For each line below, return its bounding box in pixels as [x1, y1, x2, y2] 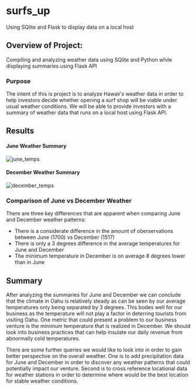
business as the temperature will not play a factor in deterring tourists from [6, 310, 187, 317]
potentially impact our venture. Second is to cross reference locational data [6, 365, 188, 372]
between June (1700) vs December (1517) [14, 234, 115, 241]
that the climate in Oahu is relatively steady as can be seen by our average [6, 297, 186, 305]
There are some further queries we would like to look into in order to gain [6, 346, 183, 353]
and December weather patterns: [6, 216, 86, 224]
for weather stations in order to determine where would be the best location [6, 371, 188, 378]
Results [6, 126, 35, 136]
